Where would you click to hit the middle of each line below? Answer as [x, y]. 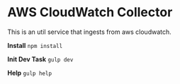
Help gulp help [29, 73]
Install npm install [35, 45]
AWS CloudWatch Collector [90, 12]
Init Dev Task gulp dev [40, 59]
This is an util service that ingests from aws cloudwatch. [89, 32]
